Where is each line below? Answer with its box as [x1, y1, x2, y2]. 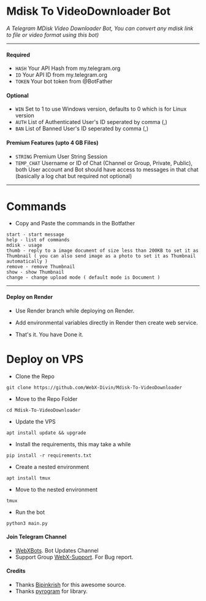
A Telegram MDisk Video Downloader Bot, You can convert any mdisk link [6, 25, 194, 32]
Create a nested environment [15, 463, 89, 470]
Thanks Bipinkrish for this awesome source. [15, 581, 126, 589]
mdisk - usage [6, 242, 43, 249]
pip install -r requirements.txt [6, 452, 92, 459]
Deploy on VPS [6, 352, 84, 366]
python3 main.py [6, 520, 48, 526]
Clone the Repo [15, 373, 55, 380]
